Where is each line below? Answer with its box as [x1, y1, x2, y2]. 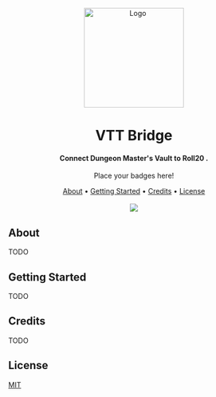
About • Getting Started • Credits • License [62, 187, 206, 196]
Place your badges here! [93, 171, 175, 181]
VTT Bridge [95, 127, 173, 145]
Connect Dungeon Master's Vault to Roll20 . [59, 153, 209, 163]
